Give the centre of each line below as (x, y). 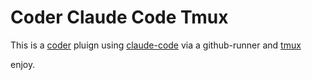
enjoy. (23, 64)
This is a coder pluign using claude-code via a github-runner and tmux (156, 45)
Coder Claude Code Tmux (119, 17)
